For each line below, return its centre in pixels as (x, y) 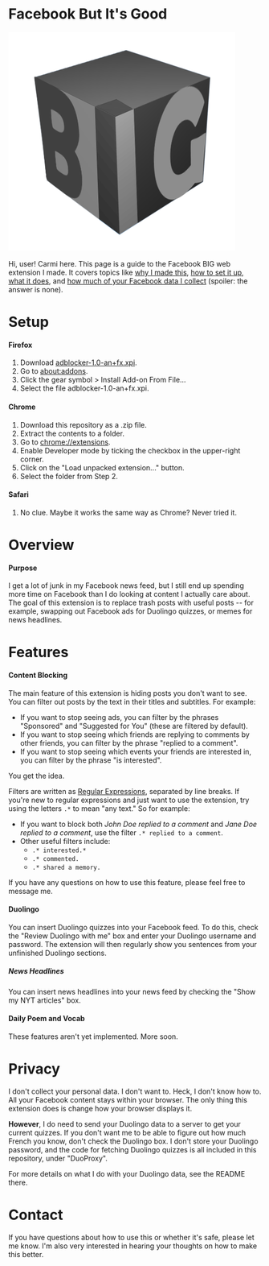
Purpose (23, 568)
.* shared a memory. (66, 867)
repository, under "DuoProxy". (58, 1158)
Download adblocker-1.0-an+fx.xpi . (79, 362)
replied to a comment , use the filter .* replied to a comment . (121, 832)
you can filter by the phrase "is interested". (91, 760)
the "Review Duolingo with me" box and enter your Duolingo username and (132, 936)
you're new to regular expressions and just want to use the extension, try (129, 800)
